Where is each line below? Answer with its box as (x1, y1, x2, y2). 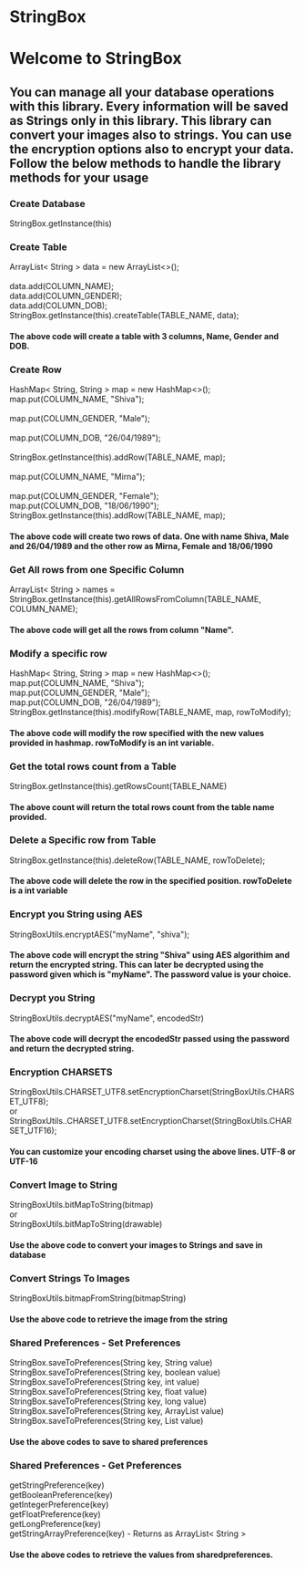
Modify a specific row (9, 647, 107, 660)
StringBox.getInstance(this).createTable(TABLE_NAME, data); (9, 310, 239, 321)
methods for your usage (9, 170, 149, 185)
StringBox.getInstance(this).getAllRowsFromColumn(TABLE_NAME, (9, 594, 261, 605)
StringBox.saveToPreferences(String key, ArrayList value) (9, 1406, 225, 1417)
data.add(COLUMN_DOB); (9, 300, 107, 311)
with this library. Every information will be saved (9, 99, 289, 114)
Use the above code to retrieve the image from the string (9, 1314, 228, 1325)
